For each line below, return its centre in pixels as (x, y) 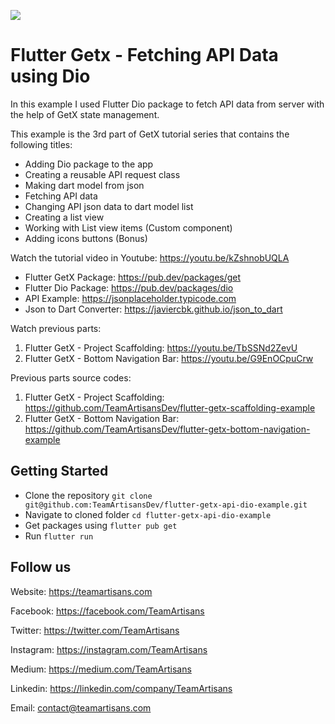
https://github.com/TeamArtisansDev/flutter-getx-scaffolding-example (170, 407)
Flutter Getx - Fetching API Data (144, 55)
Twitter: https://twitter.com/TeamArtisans (95, 630)
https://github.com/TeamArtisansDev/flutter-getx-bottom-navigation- (167, 429)
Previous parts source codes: (71, 377)
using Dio (50, 76)
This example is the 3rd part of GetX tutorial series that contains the (150, 134)
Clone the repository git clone (88, 495)
